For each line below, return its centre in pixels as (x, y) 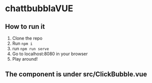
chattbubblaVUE (39, 9)
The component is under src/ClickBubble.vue (76, 74)
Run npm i (22, 43)
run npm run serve (30, 49)
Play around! (25, 59)
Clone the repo (27, 38)
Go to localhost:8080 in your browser (50, 54)
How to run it (25, 27)
